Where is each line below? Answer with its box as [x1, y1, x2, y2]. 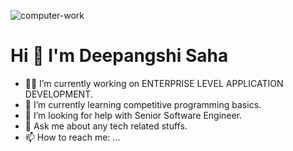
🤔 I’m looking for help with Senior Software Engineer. [24, 109, 243, 121]
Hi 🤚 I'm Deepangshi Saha [10, 45, 229, 67]
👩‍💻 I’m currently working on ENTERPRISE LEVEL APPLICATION [24, 77, 284, 89]
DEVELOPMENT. [24, 88, 93, 100]
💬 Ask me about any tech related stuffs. [24, 120, 188, 132]
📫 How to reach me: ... [24, 131, 121, 143]
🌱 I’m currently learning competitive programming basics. [24, 98, 262, 110]
